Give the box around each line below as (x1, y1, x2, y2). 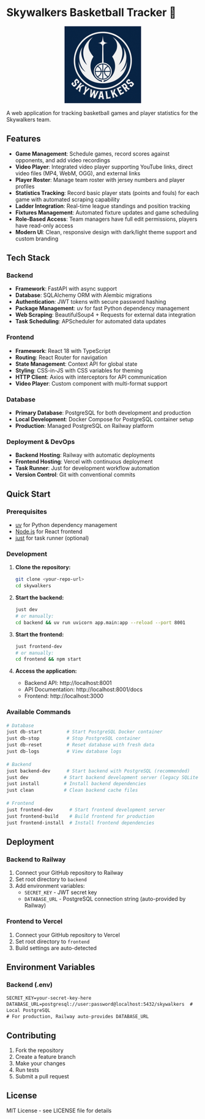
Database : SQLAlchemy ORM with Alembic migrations (15, 291, 152, 299)
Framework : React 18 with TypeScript (15, 347, 111, 354)
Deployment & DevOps (6, 437, 75, 446)
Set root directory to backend (15, 876, 87, 883)
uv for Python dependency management (15, 521, 117, 529)
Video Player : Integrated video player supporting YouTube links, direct (15, 163, 193, 170)
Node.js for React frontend (15, 528, 83, 536)
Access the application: (15, 667, 78, 675)
